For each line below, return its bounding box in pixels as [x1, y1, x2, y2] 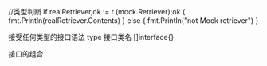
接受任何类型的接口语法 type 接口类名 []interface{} [8, 33, 175, 41]
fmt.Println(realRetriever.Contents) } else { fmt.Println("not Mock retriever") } [8, 16, 259, 25]
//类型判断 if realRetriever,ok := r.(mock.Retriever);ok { [8, 7, 186, 16]
